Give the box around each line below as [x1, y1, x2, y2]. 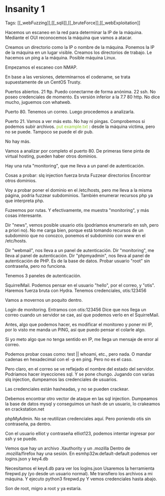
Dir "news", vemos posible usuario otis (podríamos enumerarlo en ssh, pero [5, 222, 159, 228]
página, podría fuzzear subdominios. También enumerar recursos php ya [5, 192, 153, 198]
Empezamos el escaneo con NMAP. [5, 64, 78, 70]
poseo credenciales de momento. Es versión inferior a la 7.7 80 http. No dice [5, 94, 160, 100]
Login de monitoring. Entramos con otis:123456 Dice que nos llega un [5, 306, 146, 312]
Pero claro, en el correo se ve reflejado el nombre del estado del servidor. [5, 366, 155, 372]
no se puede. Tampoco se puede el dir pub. [5, 128, 94, 134]
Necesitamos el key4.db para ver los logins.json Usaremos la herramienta [5, 465, 155, 471]
